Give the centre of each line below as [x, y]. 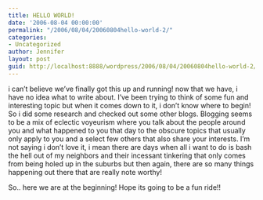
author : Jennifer [36, 52]
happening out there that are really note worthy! [85, 172]
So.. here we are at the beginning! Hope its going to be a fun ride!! [115, 187]
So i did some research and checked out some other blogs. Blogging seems [130, 114]
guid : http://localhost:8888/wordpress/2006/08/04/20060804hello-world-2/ [133, 67]
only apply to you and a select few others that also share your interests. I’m [129, 139]
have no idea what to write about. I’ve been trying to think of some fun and [128, 97]
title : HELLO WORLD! [42, 15]
